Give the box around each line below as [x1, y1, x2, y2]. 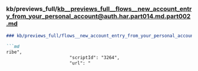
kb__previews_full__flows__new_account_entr [57, 5, 192, 13]
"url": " [69, 60, 91, 66]
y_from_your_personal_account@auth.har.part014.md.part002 [6, 12, 191, 20]
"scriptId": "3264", [69, 54, 120, 60]
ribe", [6, 49, 22, 55]
